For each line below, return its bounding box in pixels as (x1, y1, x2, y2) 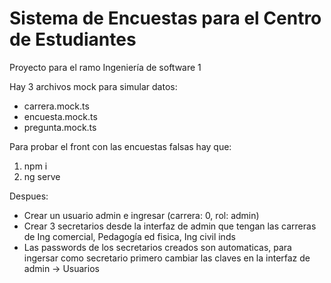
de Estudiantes (9, 28, 137, 51)
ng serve (23, 170, 61, 182)
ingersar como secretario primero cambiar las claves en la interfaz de (23, 252, 311, 264)
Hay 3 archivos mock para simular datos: (9, 80, 178, 92)
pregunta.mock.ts (23, 121, 97, 133)
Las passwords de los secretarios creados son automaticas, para (23, 241, 292, 253)
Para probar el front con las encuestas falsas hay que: (9, 140, 232, 152)
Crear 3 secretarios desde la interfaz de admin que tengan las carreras (23, 220, 317, 232)
